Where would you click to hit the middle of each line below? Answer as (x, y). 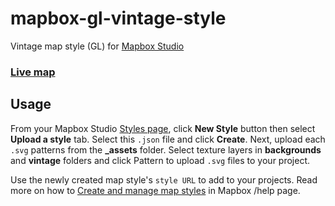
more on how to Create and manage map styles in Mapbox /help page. (155, 190)
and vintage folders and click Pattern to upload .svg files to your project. (160, 160)
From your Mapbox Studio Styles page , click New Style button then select (163, 128)
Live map (33, 72)
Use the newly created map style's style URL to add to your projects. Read (164, 179)
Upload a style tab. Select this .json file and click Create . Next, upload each (168, 139)
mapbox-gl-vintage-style (118, 18)
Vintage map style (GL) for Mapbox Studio (97, 46)
